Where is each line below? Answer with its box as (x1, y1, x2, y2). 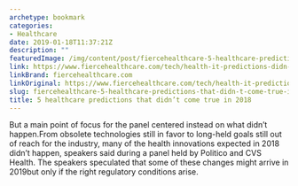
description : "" (9, 46, 69, 55)
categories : (9, 21, 53, 30)
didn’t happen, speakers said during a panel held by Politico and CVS (9, 148, 262, 159)
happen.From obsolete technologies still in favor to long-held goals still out (9, 129, 282, 140)
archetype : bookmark (9, 12, 86, 22)
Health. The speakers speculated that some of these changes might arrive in (9, 157, 289, 168)
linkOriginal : (9, 79, 62, 88)
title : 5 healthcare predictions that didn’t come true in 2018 (9, 95, 252, 105)
